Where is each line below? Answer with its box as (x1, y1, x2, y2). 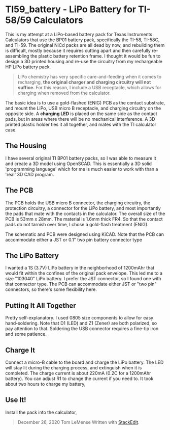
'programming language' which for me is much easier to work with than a (5, 166, 158, 172)
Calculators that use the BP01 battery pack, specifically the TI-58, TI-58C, (5, 37, 160, 43)
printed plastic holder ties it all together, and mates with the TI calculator (5, 121, 156, 127)
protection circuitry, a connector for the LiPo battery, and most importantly (5, 205, 161, 211)
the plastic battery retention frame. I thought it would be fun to (30, 52, 161, 59)
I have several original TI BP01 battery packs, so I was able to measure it (5, 155, 156, 161)
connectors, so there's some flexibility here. (5, 286, 97, 292)
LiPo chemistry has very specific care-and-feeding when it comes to (17, 73, 161, 79)
